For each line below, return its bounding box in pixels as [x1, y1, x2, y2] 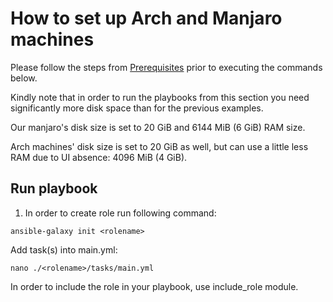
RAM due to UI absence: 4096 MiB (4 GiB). [10, 151, 188, 163]
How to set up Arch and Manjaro [10, 7, 283, 30]
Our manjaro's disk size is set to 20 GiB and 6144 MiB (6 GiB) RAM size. [10, 121, 306, 133]
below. [10, 72, 38, 84]
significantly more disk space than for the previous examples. [10, 102, 264, 114]
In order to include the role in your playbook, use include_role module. [10, 280, 299, 292]
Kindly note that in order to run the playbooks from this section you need [10, 91, 310, 103]
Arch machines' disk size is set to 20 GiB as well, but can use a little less [10, 140, 309, 152]
